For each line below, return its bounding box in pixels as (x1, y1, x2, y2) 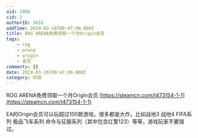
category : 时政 (6, 75, 42, 81)
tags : (6, 36, 20, 42)
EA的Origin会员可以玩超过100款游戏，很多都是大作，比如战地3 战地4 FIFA (6, 111, 187, 118)
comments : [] (6, 63, 39, 70)
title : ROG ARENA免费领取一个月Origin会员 (6, 31, 105, 37)
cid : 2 (6, 14, 23, 20)
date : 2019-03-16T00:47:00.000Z (6, 69, 86, 75)
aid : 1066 (6, 8, 31, 15)
